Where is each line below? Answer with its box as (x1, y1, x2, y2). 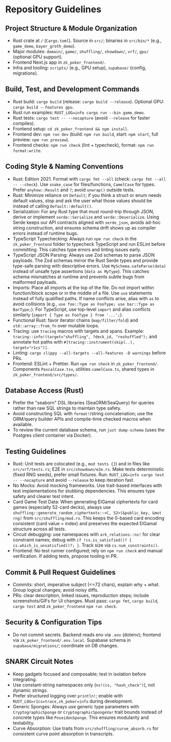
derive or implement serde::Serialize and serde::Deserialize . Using (12, 214, 159, 220)
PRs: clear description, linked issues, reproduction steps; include (12, 592, 149, 599)
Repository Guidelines (5, 4, 102, 15)
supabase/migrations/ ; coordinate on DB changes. (12, 642, 118, 648)
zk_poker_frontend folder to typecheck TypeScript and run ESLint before (12, 241, 165, 247)
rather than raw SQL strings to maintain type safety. (12, 405, 121, 411)
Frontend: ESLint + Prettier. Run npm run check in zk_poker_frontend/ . (12, 361, 159, 367)
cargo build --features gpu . (12, 104, 74, 110)
